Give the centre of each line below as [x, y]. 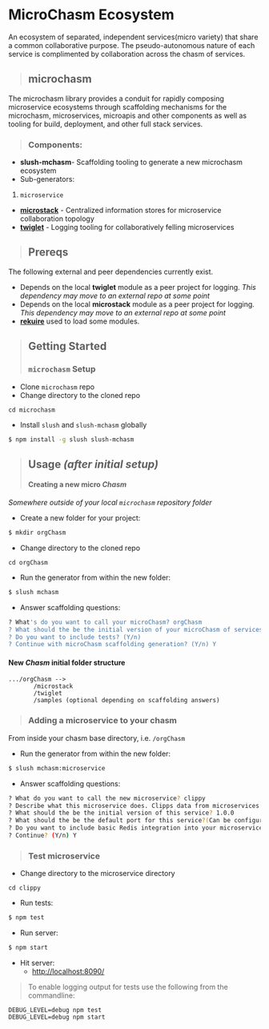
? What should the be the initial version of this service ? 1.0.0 [121, 813]
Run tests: [36, 903]
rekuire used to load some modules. [80, 321]
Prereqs [48, 253]
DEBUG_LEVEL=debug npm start [57, 1017]
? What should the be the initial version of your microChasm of [119, 629]
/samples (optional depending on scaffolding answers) [126, 701]
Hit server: [37, 963]
